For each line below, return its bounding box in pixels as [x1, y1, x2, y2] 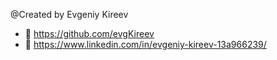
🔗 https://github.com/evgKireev [24, 28, 155, 39]
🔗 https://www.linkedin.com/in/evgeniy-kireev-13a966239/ [24, 39, 267, 50]
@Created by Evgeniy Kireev [10, 9, 129, 20]
